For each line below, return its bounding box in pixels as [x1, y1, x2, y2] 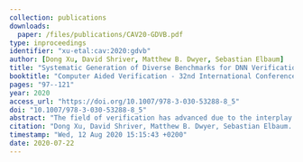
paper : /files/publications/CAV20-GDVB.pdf [17, 30, 183, 39]
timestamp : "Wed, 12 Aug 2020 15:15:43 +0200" [9, 130, 188, 139]
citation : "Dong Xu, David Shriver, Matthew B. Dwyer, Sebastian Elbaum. [9, 122, 293, 131]
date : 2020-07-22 [9, 139, 75, 148]
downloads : [9, 22, 50, 31]
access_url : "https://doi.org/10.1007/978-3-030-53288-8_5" [9, 96, 241, 106]
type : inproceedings [9, 38, 87, 48]
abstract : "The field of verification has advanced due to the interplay [9, 113, 293, 122]
